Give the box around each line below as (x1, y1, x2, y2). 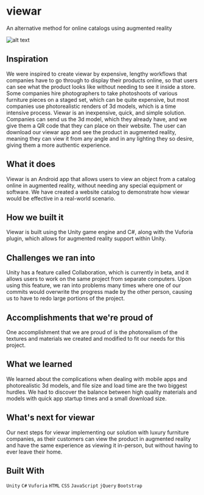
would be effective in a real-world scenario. (6, 194, 116, 202)
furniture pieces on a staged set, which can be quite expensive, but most (6, 96, 189, 103)
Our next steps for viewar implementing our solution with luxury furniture (6, 429, 189, 436)
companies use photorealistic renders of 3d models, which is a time (6, 102, 177, 110)
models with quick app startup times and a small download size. (6, 394, 167, 402)
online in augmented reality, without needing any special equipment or (6, 182, 183, 189)
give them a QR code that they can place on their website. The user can (6, 122, 186, 129)
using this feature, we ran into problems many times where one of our (6, 282, 181, 289)
